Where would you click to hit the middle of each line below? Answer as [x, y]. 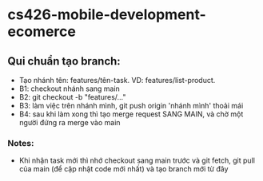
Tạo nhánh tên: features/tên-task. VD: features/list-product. [117, 80]
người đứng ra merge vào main [70, 122]
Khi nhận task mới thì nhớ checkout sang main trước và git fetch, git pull [137, 160]
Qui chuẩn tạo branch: [64, 61]
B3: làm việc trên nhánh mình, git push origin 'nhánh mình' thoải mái [131, 106]
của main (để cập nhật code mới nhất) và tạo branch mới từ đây [124, 169]
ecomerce [42, 31]
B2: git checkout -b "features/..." [72, 97]
